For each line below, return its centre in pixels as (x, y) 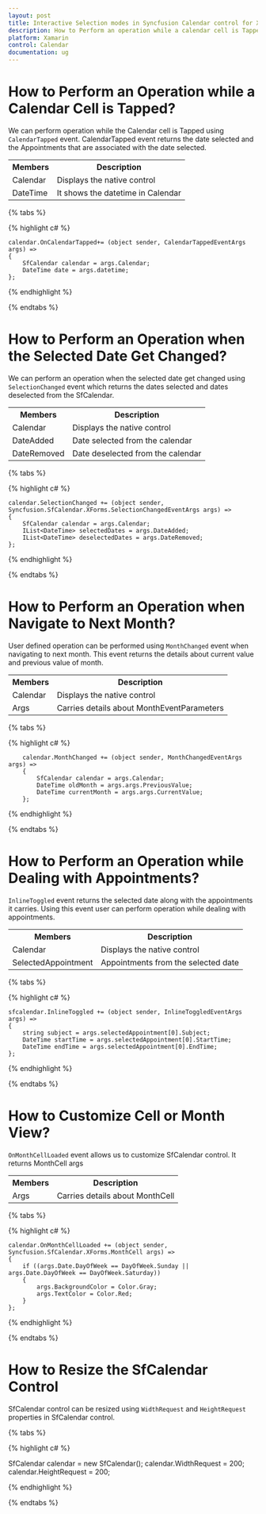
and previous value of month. (56, 662)
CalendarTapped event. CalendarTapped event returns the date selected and (131, 139)
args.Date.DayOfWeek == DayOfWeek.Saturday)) (84, 1273)
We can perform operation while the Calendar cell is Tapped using (116, 130)
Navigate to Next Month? (92, 624)
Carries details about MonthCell (116, 1196)
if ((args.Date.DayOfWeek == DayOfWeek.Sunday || (106, 1266)
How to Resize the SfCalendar (108, 1370)
